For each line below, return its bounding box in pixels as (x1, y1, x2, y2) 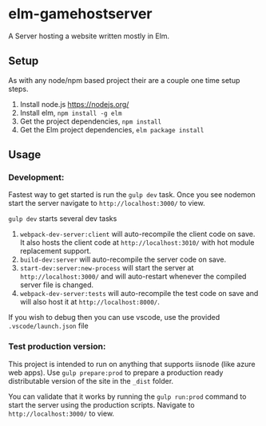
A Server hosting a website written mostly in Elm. (8, 31, 170, 41)
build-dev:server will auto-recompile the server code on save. (19, 254, 227, 264)
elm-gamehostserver (8, 5, 153, 23)
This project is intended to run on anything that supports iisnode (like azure (8, 359, 256, 369)
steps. (8, 84, 29, 93)
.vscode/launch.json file (8, 321, 89, 331)
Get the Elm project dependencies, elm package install (19, 124, 204, 134)
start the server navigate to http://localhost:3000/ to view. (8, 199, 205, 208)
